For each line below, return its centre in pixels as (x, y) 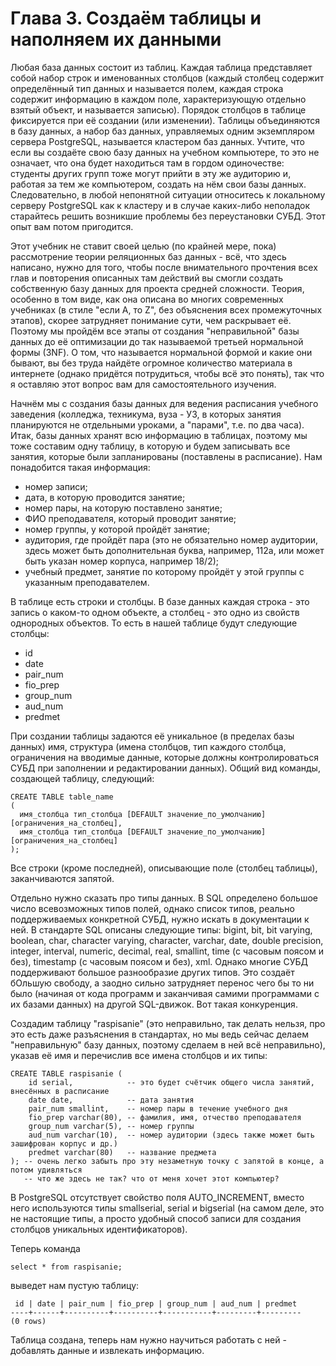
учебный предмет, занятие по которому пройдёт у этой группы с (164, 571)
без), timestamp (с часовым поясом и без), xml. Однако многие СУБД (159, 961)
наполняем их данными (116, 39)
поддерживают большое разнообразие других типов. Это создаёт (152, 972)
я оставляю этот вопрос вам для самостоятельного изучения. (143, 384)
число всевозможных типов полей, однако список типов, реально (152, 908)
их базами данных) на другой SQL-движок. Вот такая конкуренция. (154, 1004)
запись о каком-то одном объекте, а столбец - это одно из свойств (155, 612)
